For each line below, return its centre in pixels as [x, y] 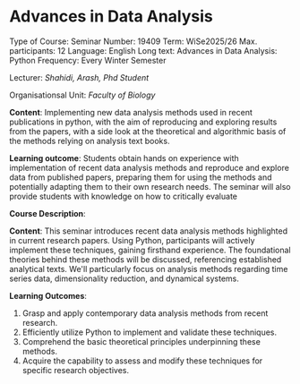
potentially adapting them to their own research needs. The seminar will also [150, 186]
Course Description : [48, 213]
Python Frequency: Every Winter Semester [88, 60]
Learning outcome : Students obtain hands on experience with [124, 158]
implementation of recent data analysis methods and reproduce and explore [149, 167]
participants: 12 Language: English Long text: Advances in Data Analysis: [143, 50]
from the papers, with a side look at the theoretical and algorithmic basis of [148, 131]
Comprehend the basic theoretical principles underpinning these [141, 341]
